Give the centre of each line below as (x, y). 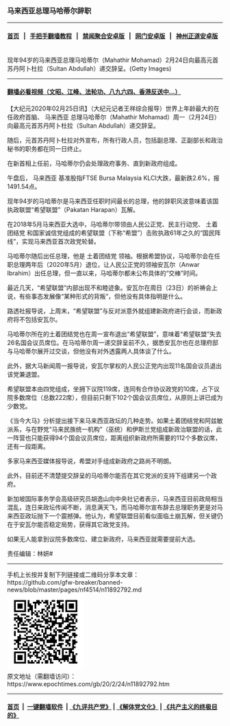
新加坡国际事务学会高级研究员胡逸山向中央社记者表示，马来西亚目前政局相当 (115, 498)
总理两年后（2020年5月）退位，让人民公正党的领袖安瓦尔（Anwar (106, 264)
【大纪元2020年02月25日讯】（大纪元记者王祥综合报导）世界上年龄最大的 (110, 108)
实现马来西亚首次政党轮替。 (61, 241)
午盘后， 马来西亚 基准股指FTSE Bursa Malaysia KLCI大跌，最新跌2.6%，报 (113, 178)
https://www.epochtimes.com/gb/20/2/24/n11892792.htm (88, 683)
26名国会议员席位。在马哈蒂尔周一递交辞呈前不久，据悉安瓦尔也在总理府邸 (113, 342)
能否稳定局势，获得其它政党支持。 (85, 524)
